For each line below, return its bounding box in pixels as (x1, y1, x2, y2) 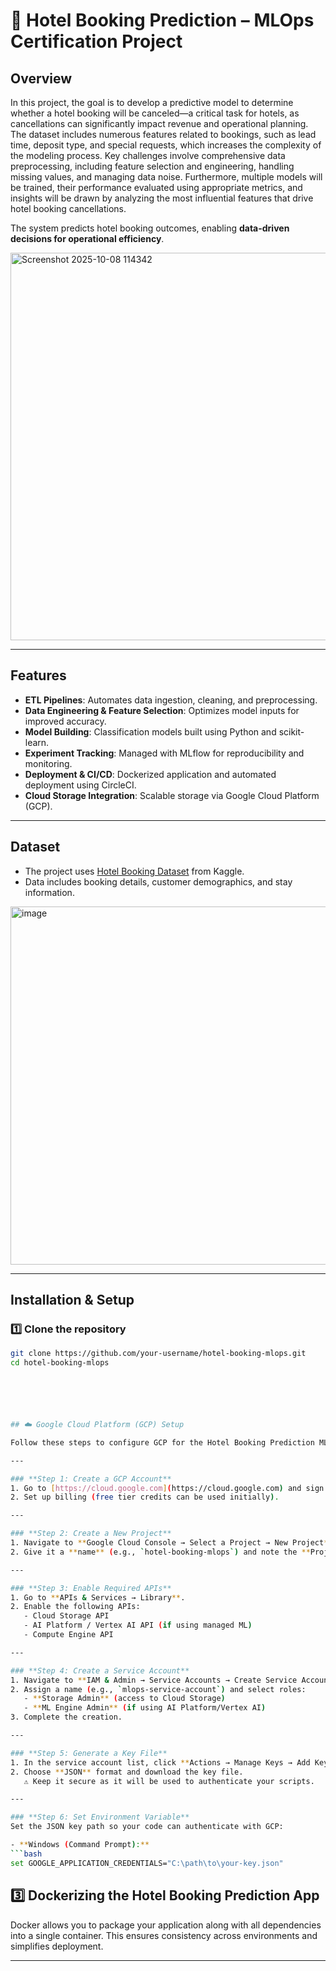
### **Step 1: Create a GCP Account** (10, 1474, 172, 1484)
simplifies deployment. (10, 1940, 104, 1952)
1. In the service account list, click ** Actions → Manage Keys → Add (10, 1757, 311, 1768)
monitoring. (24, 757, 73, 769)
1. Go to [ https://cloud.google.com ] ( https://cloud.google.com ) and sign (10, 1483, 325, 1493)
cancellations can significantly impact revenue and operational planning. (10, 118, 309, 129)
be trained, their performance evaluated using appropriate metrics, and (10, 182, 303, 193)
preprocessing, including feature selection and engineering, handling (10, 160, 295, 172)
